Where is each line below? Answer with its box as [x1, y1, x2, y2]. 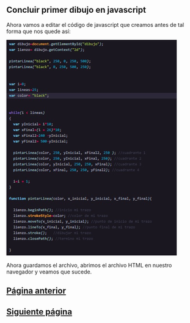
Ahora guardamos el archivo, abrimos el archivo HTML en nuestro [6, 261, 172, 269]
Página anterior [6, 286, 66, 296]
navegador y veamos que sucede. [6, 268, 92, 275]
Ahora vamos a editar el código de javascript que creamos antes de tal [6, 21, 185, 28]
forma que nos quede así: [6, 27, 71, 35]
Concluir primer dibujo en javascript [6, 5, 147, 15]
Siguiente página [6, 307, 72, 317]
